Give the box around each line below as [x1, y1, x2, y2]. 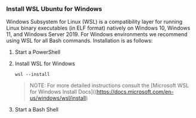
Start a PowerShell [14, 49, 61, 56]
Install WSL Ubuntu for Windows [6, 5, 102, 13]
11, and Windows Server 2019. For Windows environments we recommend [6, 31, 188, 38]
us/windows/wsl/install [29, 94, 86, 102]
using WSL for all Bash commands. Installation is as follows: [6, 37, 153, 44]
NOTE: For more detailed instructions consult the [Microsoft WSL [29, 82, 189, 89]
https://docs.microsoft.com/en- [96, 88, 174, 95]
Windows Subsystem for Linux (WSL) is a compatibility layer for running [6, 18, 183, 25]
